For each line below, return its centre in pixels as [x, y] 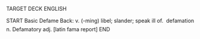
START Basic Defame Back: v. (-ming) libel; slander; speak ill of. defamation [100, 21]
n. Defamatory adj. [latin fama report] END [58, 29]
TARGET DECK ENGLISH [37, 9]
